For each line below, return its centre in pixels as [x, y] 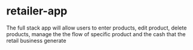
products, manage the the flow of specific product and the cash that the [96, 34]
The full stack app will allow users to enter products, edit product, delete [97, 28]
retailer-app [37, 11]
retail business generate [36, 40]
